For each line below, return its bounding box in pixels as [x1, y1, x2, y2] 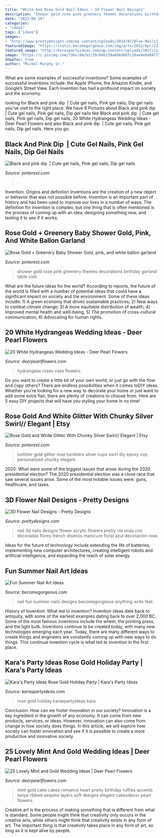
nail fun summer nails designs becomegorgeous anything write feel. [17, 599, 154, 604]
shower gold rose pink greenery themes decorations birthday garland [17, 268, 157, 274]
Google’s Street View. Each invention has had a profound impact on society [5, 85, 156, 91]
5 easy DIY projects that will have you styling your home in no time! [5, 398, 140, 404]
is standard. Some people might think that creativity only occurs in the [5, 812, 146, 818]
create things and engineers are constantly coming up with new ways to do [5, 634, 156, 639]
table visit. [17, 274, 38, 279]
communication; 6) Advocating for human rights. [5, 314, 103, 320]
